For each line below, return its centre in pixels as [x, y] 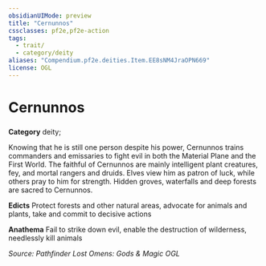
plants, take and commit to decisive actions [80, 214]
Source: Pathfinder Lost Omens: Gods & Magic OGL [94, 253]
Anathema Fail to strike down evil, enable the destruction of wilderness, [128, 229]
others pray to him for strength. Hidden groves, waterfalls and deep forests [133, 181]
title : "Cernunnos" [41, 23]
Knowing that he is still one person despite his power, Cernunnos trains [126, 147]
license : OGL [30, 68]
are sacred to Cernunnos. [51, 190]
